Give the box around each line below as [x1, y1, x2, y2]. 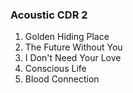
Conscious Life [24, 63, 87, 75]
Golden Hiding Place [24, 31, 110, 43]
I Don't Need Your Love [24, 52, 122, 64]
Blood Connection [24, 73, 100, 85]
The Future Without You [24, 41, 123, 53]
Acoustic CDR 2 [10, 8, 88, 22]
